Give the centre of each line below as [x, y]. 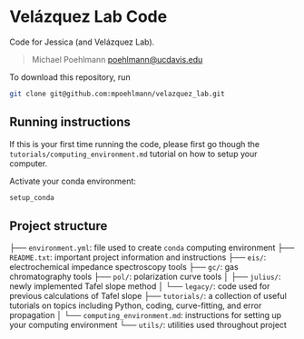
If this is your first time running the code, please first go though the [135, 144]
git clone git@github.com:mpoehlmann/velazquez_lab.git [117, 94]
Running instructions [70, 122]
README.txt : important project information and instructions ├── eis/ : [138, 257]
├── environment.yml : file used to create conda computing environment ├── [152, 248]
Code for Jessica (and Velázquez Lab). [82, 42]
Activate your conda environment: [73, 181]
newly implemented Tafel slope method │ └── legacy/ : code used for [140, 286]
